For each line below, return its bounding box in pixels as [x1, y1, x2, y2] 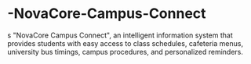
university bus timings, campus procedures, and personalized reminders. [7, 47, 244, 56]
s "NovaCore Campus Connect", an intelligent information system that [7, 30, 233, 40]
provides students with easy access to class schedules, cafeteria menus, [7, 38, 244, 48]
